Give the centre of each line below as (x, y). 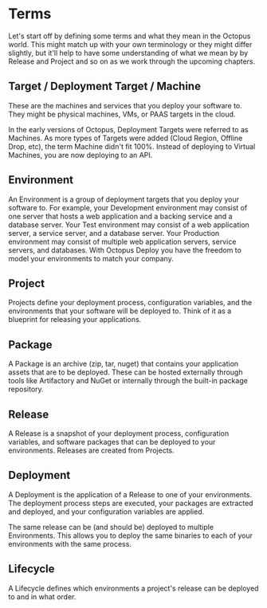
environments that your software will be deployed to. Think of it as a (120, 311)
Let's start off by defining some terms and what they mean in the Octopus (130, 36)
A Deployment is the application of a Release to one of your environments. (130, 494)
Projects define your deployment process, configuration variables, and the (130, 303)
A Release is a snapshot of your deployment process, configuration (119, 433)
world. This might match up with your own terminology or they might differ (130, 44)
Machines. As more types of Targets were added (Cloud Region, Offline (126, 138)
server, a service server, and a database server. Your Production (114, 233)
